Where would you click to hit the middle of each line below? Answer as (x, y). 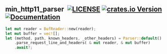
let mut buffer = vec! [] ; (32, 33)
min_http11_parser (35, 9)
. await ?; (24, 48)
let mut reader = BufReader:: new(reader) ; (51, 29)
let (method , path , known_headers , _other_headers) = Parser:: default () (83, 38)
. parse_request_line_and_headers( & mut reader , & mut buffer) (82, 43)
